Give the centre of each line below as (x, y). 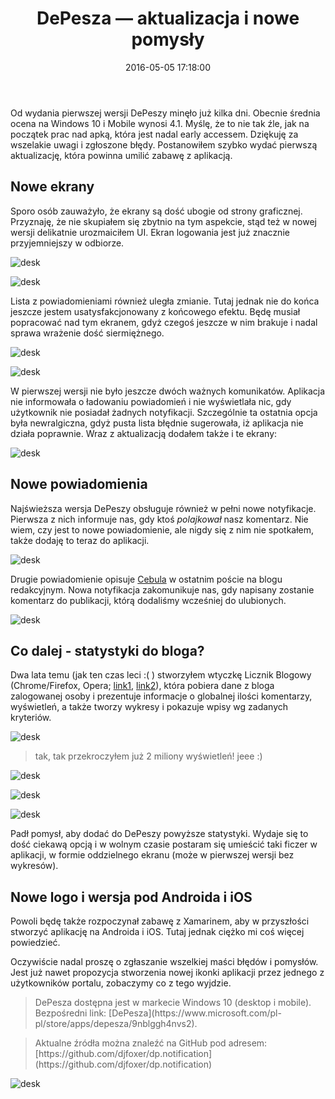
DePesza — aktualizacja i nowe (168, 18)
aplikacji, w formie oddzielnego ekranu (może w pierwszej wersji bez (152, 855)
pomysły (168, 39)
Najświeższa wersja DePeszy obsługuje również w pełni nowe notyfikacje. (163, 508)
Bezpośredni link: (70, 1013)
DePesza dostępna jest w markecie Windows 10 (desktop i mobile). (173, 1003)
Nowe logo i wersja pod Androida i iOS (131, 897)
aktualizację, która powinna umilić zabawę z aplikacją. (121, 155)
